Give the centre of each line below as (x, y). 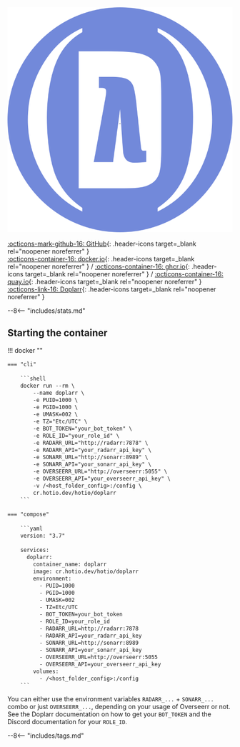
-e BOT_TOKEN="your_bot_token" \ (83, 428)
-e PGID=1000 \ (56, 407)
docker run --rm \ (47, 386)
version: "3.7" (43, 536)
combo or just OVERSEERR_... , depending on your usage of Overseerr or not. (119, 706)
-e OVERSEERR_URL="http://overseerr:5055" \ (100, 471)
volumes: (46, 671)
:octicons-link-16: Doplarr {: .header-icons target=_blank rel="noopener (112, 289)
